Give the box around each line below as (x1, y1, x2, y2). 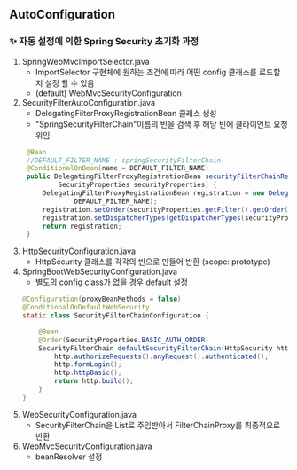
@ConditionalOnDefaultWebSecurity (21, 303, 150, 312)
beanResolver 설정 (35, 451, 103, 462)
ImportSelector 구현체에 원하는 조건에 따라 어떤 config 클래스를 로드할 (35, 67, 281, 77)
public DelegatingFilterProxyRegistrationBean (26, 172, 201, 181)
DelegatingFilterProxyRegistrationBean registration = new (42, 189, 265, 198)
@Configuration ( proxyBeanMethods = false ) (21, 294, 182, 304)
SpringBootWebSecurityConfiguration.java (21, 266, 177, 278)
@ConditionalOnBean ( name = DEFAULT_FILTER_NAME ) (26, 164, 210, 173)
